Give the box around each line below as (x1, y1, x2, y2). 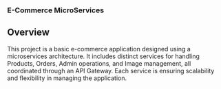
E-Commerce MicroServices (7, 5, 105, 15)
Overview (7, 27, 50, 38)
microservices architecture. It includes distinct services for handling (7, 52, 200, 60)
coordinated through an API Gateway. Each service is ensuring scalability (7, 66, 215, 75)
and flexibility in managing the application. (7, 74, 127, 82)
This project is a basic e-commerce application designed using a (7, 44, 191, 53)
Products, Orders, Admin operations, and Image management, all (7, 59, 191, 67)
